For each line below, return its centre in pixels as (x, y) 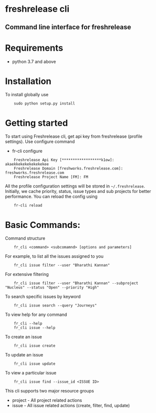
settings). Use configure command (40, 142)
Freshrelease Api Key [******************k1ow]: (64, 160)
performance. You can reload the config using (51, 197)
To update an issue (24, 355)
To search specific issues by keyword (43, 297)
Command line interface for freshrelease (68, 27)
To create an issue (24, 337)
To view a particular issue (31, 373)
